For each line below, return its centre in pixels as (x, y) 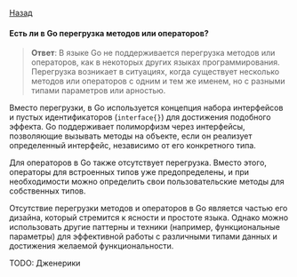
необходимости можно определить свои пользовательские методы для (147, 182)
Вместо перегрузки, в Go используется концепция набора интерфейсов (146, 108)
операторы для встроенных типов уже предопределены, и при (129, 172)
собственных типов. (48, 191)
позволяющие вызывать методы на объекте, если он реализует (131, 136)
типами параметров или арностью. (98, 91)
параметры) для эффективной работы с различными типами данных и (144, 237)
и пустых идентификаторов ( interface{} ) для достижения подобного (140, 117)
